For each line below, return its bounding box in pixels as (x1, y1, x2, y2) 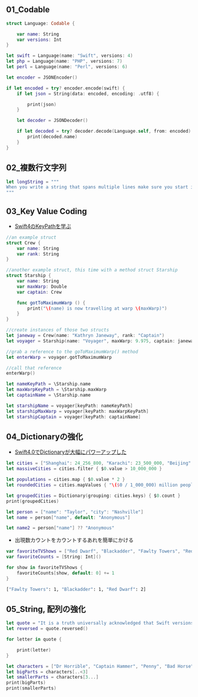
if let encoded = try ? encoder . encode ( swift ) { (6, 85, 126, 91)
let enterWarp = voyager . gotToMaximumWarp (6, 354, 112, 360)
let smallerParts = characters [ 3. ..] (6, 674, 99, 680)
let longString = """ (6, 179, 60, 185)
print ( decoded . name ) (27, 134, 78, 140)
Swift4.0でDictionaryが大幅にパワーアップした (14, 448, 127, 455)
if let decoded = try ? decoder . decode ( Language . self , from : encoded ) (16, 129, 192, 134)
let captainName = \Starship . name (6, 392, 91, 399)
